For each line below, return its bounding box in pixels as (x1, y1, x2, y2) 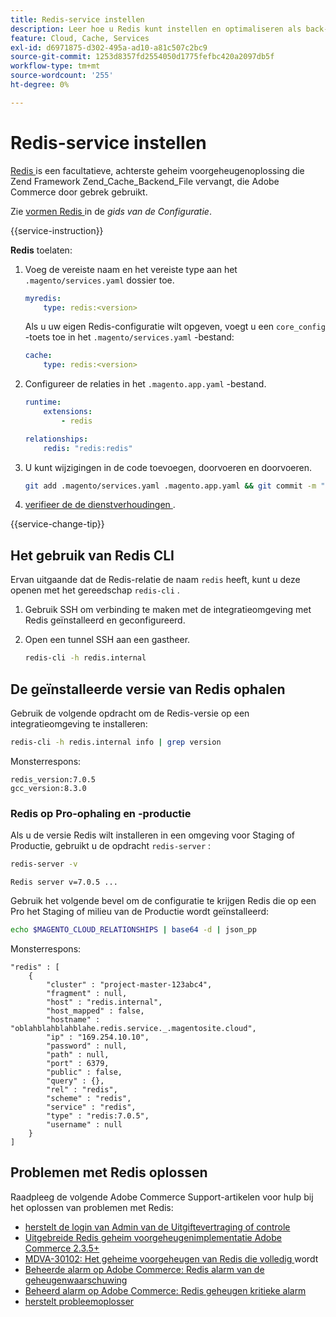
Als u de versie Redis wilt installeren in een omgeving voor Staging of (10, 829, 296, 841)
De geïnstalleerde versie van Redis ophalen (10, 681, 286, 698)
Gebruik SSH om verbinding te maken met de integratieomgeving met (24, 604, 312, 616)
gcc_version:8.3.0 (10, 783, 87, 793)
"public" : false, (46, 1067, 123, 1077)
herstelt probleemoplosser (24, 1295, 135, 1307)
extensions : (43, 407, 93, 417)
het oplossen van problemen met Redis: (10, 1201, 174, 1213)
